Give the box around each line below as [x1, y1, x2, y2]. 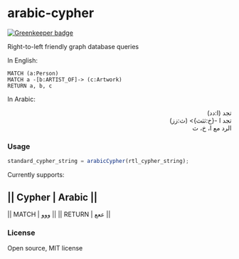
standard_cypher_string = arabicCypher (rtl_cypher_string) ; [7, 158, 190, 165]
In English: [7, 55, 38, 65]
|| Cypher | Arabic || [7, 191, 98, 203]
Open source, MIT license [7, 244, 83, 253]
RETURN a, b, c [7, 82, 53, 90]
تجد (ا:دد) [207, 108, 232, 117]
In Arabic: [7, 95, 36, 103]
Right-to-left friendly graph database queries [7, 42, 139, 51]
